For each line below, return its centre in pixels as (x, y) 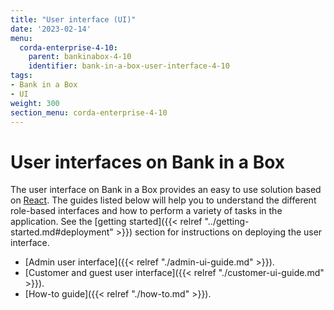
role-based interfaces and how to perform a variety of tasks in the (146, 211)
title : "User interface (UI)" (73, 19)
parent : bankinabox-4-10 (80, 57)
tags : (21, 76)
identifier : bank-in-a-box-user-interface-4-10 (129, 66)
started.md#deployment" (62, 232)
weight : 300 (35, 103)
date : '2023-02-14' (51, 29)
